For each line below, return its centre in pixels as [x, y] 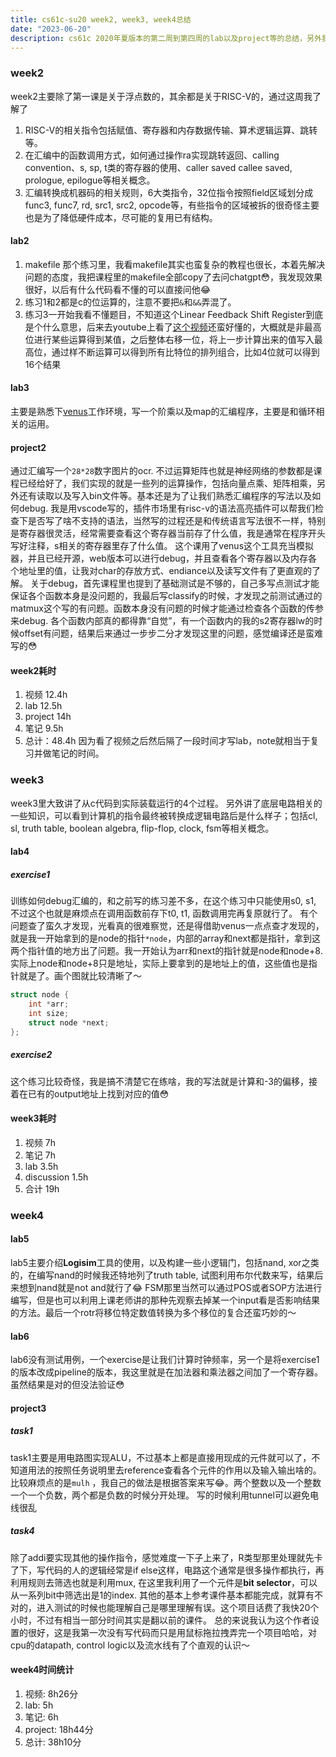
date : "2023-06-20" [51, 29]
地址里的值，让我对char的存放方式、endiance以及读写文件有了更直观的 [165, 571]
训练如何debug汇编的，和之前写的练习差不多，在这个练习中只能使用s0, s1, [163, 901]
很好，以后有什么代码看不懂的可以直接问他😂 [118, 289]
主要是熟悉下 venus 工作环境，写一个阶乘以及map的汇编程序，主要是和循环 [163, 412]
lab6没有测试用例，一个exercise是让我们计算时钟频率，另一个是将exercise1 [165, 1360]
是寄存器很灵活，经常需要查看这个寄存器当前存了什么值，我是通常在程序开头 [168, 533]
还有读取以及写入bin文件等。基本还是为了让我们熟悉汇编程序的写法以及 [165, 496]
